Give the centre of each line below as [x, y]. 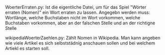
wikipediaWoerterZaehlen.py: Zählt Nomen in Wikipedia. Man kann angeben [83, 38]
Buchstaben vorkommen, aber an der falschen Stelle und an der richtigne [80, 23]
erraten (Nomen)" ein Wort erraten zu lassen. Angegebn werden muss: [78, 12]
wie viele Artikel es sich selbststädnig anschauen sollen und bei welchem [80, 43]
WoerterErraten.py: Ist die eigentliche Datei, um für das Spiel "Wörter [76, 7]
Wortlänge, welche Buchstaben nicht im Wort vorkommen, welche [73, 18]
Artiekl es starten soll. [27, 48]
